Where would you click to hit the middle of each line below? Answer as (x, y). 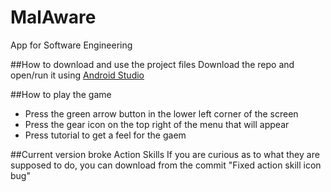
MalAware (53, 17)
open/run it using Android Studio (77, 75)
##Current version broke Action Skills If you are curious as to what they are (165, 154)
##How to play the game (61, 94)
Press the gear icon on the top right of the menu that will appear (157, 124)
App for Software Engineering (71, 45)
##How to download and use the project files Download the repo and (152, 64)
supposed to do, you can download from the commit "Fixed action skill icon (166, 165)
